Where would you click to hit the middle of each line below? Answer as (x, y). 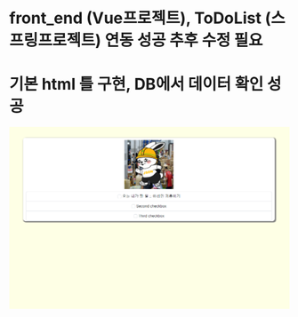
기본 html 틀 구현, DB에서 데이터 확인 (137, 84)
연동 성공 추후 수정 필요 (184, 40)
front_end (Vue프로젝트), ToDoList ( (140, 18)
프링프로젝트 (52, 40)
